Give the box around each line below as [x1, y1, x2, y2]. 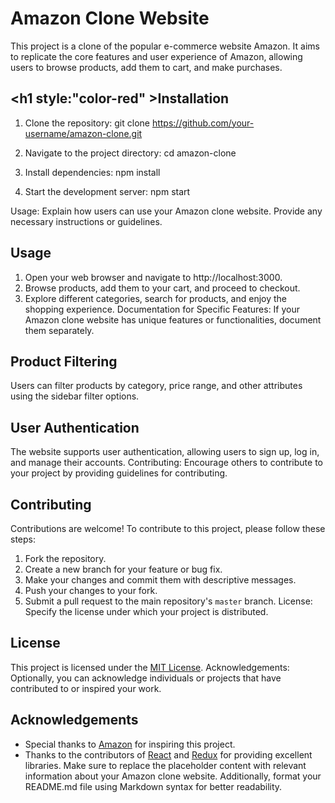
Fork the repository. [24, 553, 107, 564]
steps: [10, 533, 36, 545]
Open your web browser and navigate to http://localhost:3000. [24, 271, 283, 283]
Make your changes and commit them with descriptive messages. [24, 574, 297, 586]
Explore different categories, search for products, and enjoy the [24, 292, 288, 304]
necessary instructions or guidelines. [10, 215, 163, 227]
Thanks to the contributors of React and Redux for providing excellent [24, 748, 313, 761]
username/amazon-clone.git [24, 127, 143, 139]
